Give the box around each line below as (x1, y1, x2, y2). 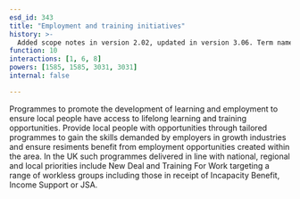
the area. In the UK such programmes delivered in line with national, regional (9, 151, 290, 162)
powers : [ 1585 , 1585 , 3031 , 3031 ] (9, 63, 138, 72)
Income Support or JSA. (9, 179, 98, 190)
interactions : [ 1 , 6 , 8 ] (9, 54, 102, 63)
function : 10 (9, 46, 58, 55)
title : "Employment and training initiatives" (9, 21, 186, 30)
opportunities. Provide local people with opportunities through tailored (9, 122, 268, 133)
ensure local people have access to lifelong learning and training (9, 112, 247, 123)
